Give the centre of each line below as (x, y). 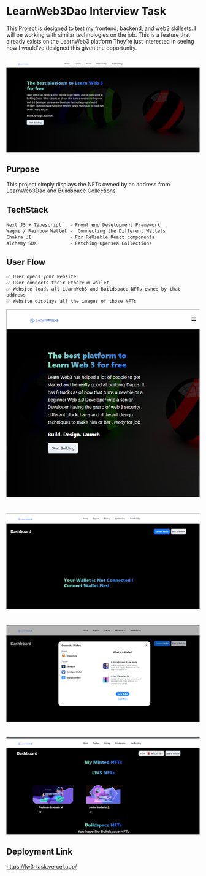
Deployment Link (39, 852)
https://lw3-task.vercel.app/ (42, 866)
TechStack (27, 210)
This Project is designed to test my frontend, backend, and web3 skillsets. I (101, 28)
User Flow (26, 262)
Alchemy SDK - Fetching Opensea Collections (79, 243)
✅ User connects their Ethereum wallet (58, 283)
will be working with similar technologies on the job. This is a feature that (98, 34)
